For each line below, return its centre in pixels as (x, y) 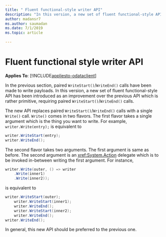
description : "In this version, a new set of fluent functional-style (79, 14)
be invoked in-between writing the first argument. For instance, (69, 160)
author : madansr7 (23, 19)
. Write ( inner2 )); (32, 178)
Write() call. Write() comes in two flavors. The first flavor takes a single (79, 116)
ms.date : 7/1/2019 (24, 28)
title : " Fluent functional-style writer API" (54, 10)
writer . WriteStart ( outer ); (33, 197)
